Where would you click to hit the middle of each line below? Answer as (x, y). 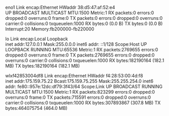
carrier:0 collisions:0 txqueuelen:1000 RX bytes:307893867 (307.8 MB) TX (83, 103)
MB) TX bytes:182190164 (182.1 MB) (43, 66)
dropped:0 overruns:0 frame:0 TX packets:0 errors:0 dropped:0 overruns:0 (84, 18)
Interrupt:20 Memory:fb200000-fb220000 (50, 29)
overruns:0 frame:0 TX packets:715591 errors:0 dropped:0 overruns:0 (78, 97)
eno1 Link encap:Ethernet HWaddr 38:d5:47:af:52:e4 (60, 7)
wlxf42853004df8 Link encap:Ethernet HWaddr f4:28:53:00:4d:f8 (74, 76)
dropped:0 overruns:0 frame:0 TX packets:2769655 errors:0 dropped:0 (80, 55)
